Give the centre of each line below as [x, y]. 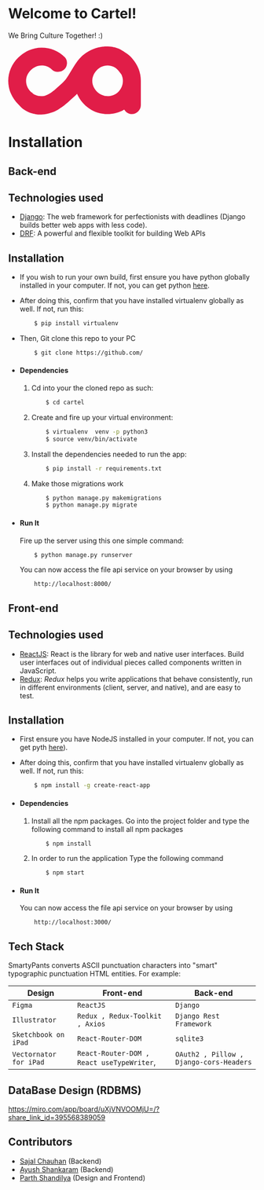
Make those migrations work [77, 483]
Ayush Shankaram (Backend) [66, 1169]
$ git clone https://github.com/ [89, 353]
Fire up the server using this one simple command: [102, 540]
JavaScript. [38, 670]
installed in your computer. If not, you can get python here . [114, 286]
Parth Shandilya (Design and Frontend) [82, 1177]
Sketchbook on [38, 1035]
